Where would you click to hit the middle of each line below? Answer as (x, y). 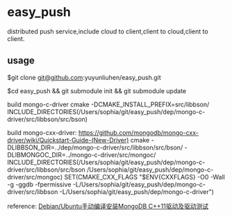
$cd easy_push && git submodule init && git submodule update (97, 90)
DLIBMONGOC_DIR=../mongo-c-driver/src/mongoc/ (82, 154)
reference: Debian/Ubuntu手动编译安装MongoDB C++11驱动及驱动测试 (108, 206)
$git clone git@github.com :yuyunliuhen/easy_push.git (84, 77)
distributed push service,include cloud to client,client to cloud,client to (108, 31)
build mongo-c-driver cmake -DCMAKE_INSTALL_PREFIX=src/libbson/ (108, 104)
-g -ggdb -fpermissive (39, 184)
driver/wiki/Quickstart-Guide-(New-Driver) (68, 140)
